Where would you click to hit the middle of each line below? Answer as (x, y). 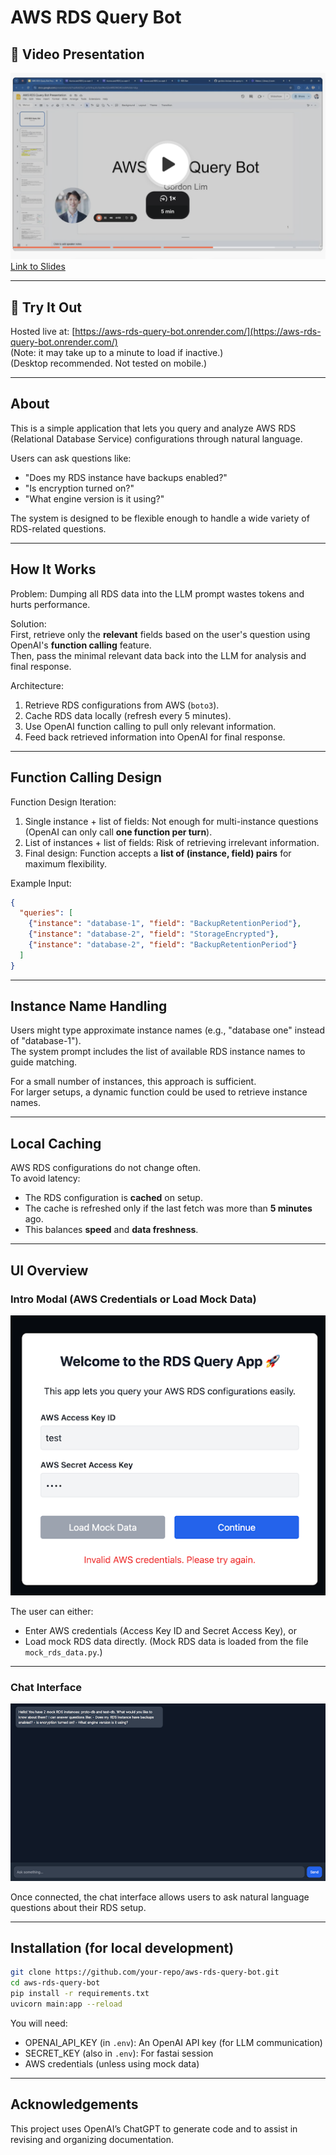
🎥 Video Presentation (77, 54)
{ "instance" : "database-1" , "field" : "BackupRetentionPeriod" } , (165, 924)
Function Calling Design (86, 777)
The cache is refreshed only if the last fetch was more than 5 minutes (168, 1208)
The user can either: (52, 1611)
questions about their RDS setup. (78, 1907)
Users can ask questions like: (71, 458)
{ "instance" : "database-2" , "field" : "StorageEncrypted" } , (154, 934)
